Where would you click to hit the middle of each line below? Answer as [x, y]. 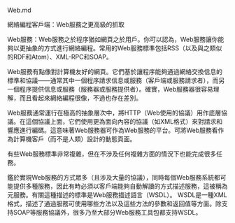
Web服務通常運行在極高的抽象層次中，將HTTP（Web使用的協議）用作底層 [114, 113]
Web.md [19, 10]
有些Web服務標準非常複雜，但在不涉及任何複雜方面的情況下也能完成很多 [112, 154]
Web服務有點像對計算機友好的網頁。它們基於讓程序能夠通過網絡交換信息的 [115, 72]
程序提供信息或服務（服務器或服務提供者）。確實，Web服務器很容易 [116, 89]
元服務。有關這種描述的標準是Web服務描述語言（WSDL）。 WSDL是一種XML [117, 195]
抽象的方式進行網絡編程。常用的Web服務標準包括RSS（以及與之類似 [124, 48]
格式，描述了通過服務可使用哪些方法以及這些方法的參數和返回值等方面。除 [114, 203]
